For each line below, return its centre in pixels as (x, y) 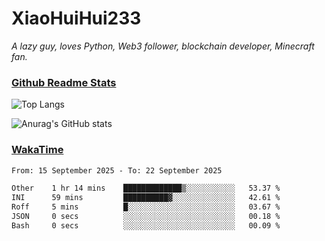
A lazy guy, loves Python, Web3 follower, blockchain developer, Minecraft (163, 46)
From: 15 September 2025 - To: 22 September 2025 (117, 170)
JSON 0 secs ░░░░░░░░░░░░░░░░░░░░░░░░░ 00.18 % (146, 217)
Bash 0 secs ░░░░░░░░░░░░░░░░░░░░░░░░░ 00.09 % (146, 225)
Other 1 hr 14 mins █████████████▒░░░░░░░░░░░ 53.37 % (146, 188)
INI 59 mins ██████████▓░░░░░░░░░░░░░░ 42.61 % (146, 198)
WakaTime (37, 150)
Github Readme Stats (64, 82)
